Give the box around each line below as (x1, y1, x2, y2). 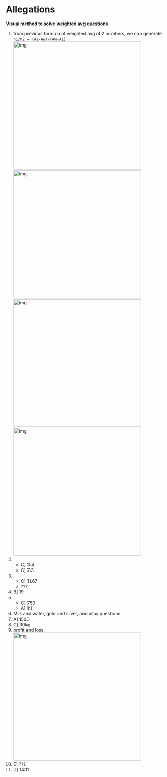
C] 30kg (13, 621, 31, 627)
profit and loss (13, 627, 44, 633)
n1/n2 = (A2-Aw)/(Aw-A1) (13, 37, 66, 42)
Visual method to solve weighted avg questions (6, 20, 108, 27)
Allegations (6, 4, 55, 15)
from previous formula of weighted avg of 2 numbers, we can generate (13, 30, 162, 36)
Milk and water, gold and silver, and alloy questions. (13, 610, 122, 616)
